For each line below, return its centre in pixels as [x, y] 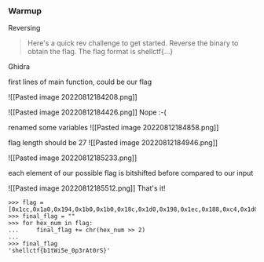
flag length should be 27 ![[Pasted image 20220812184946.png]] [113, 143]
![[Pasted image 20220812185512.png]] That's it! [87, 188]
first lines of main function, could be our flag [80, 82]
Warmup [25, 11]
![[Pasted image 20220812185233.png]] [73, 158]
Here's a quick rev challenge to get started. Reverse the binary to [133, 43]
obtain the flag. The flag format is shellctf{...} [100, 52]
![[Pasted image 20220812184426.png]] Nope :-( [87, 112]
